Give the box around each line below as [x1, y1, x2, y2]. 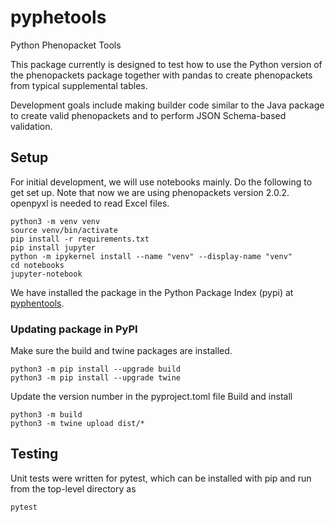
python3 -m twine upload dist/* [10, 419, 145, 429]
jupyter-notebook [10, 269, 83, 279]
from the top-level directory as [10, 482, 137, 495]
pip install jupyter [10, 242, 97, 253]
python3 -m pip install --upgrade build [10, 364, 182, 375]
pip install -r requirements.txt [10, 234, 150, 244]
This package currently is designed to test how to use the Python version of [10, 58, 323, 70]
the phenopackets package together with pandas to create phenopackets [10, 69, 313, 81]
